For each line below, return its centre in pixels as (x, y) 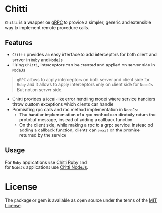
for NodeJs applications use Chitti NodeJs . (47, 167)
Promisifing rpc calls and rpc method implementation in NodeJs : (75, 109)
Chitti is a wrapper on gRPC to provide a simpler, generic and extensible (78, 22)
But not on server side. (40, 90)
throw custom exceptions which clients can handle (63, 104)
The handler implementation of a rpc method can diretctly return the (88, 115)
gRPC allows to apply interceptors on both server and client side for (83, 79)
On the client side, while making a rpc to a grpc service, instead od (86, 125)
